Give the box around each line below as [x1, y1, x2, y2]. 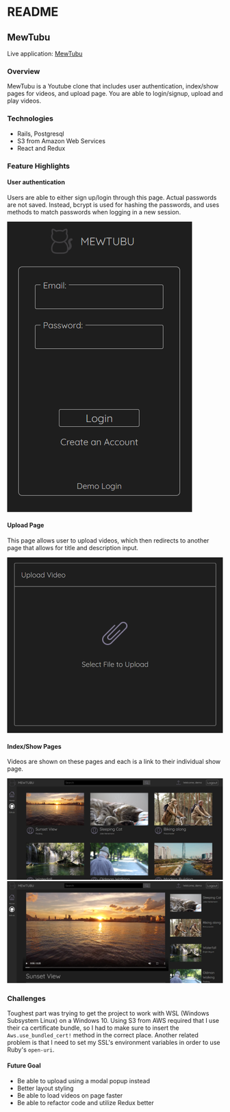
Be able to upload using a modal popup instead [16, 1076, 151, 1085]
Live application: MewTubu [7, 49, 83, 58]
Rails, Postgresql [16, 129, 64, 138]
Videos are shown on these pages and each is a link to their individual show [7, 758, 221, 766]
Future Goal [7, 1061, 41, 1070]
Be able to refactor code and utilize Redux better [16, 1098, 154, 1107]
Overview [7, 66, 40, 76]
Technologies [7, 114, 53, 123]
